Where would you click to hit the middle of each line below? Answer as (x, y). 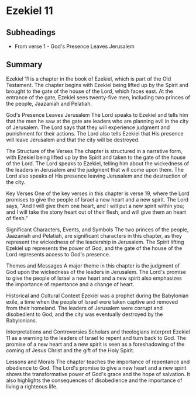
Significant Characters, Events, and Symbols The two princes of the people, (97, 230)
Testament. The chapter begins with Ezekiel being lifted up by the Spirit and (97, 85)
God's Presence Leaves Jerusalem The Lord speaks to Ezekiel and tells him (97, 114)
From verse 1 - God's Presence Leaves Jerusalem (74, 46)
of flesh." (17, 218)
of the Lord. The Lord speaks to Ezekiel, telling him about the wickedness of (97, 163)
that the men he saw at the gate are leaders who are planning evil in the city (97, 121)
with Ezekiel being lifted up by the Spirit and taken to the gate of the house (96, 157)
